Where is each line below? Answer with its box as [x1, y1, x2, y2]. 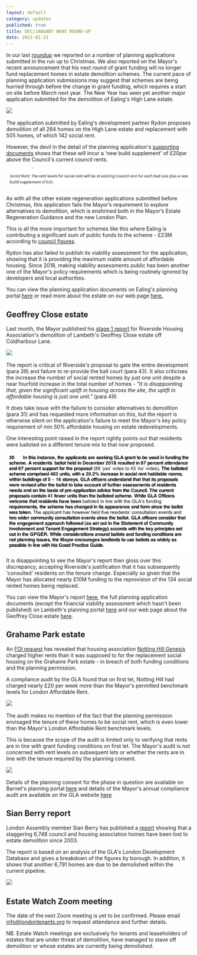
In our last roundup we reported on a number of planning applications [6, 52, 175, 59]
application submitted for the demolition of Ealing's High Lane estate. [6, 95, 174, 103]
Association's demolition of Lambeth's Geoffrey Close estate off [6, 332, 162, 339]
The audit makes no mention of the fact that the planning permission [6, 712, 173, 719]
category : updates [6, 15, 51, 22]
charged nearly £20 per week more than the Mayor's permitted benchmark [6, 682, 189, 689]
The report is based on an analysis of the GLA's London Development [6, 848, 175, 855]
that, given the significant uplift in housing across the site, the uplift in [6, 387, 176, 394]
